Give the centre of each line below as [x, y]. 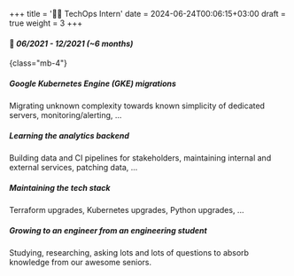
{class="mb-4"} [39, 63]
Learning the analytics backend [70, 135]
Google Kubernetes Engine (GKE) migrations [93, 83]
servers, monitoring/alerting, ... [66, 115]
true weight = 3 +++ [46, 23]
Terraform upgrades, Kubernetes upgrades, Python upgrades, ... [127, 210]
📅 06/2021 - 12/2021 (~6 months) [71, 43]
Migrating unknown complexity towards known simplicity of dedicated [137, 106]
